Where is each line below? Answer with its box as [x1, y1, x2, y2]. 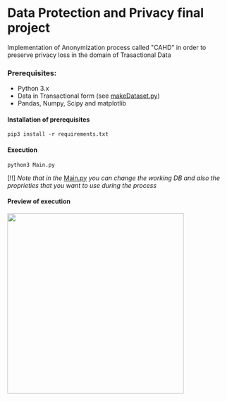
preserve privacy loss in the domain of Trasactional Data [7, 51, 171, 59]
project [7, 20, 51, 36]
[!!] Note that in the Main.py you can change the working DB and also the [7, 174, 221, 182]
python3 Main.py [7, 161, 55, 168]
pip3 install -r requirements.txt [7, 131, 109, 138]
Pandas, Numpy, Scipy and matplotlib [17, 99, 127, 108]
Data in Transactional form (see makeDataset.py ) [17, 91, 160, 100]
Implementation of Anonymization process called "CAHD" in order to [7, 43, 207, 51]
